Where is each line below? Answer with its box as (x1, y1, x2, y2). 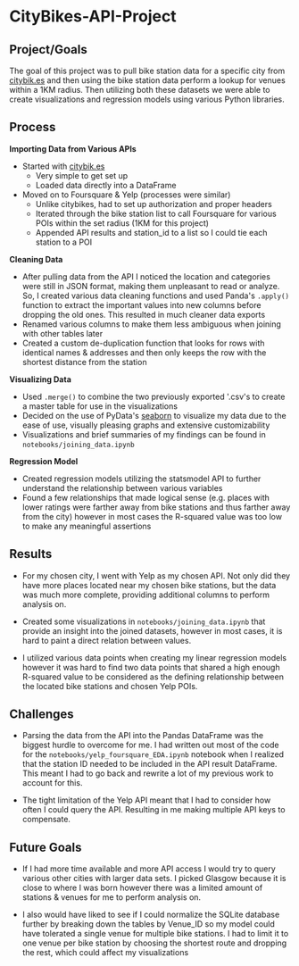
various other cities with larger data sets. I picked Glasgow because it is (21, 873, 287, 884)
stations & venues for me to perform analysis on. (21, 892, 202, 903)
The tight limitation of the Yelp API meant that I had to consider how (21, 795, 271, 805)
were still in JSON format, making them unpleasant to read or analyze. (21, 280, 280, 291)
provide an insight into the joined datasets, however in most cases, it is (21, 625, 283, 636)
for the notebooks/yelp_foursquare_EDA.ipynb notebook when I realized (21, 749, 284, 760)
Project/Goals (9, 42, 87, 57)
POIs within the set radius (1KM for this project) (35, 217, 210, 229)
